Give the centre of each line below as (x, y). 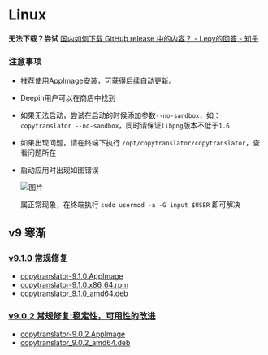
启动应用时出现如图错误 (59, 170)
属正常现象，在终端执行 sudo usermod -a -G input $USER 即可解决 (130, 205)
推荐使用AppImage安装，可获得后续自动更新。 (98, 81)
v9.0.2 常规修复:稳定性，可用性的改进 (82, 316)
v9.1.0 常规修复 (38, 258)
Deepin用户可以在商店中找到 (68, 98)
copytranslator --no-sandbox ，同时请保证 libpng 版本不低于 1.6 (125, 126)
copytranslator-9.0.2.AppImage (73, 334)
